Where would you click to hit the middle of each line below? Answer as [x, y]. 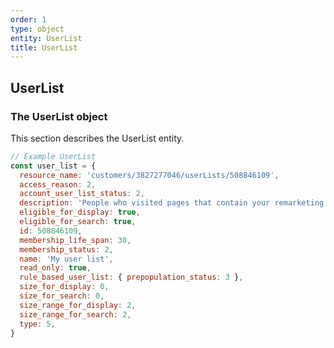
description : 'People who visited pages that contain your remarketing [172, 203]
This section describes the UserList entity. [97, 138]
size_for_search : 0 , [62, 296]
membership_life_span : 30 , [75, 240]
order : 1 [28, 19]
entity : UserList [46, 38]
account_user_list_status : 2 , [82, 194]
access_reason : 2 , [58, 184]
